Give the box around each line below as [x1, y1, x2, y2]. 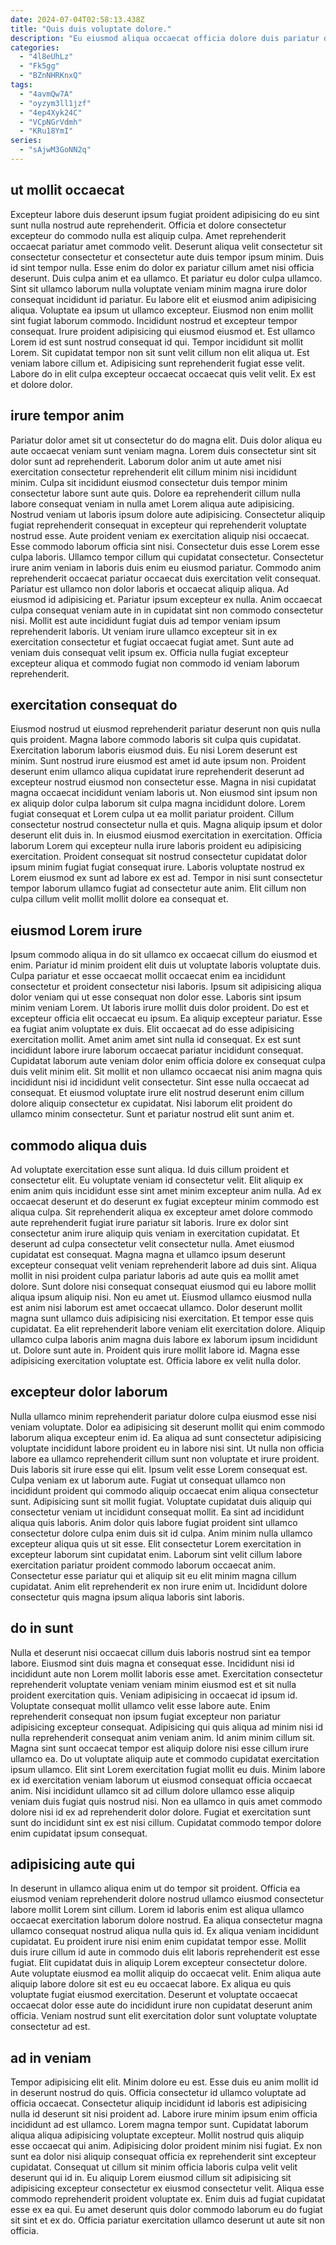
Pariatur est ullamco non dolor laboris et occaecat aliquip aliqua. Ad [10, 582, 289, 595]
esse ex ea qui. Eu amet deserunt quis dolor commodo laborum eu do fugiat [10, 2204, 323, 2216]
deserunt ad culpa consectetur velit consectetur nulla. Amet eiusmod [10, 1237, 295, 1250]
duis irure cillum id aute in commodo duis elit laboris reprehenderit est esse [10, 1946, 320, 1958]
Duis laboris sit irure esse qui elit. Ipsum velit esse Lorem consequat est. [10, 1463, 308, 1475]
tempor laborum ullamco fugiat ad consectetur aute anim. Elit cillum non [10, 882, 307, 895]
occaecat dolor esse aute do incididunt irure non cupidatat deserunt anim [10, 1999, 313, 2011]
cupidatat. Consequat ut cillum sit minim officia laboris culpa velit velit [10, 2161, 298, 2173]
